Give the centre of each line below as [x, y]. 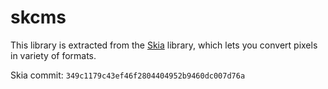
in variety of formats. [53, 55]
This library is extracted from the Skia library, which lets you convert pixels [164, 45]
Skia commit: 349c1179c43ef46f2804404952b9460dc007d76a [128, 75]
